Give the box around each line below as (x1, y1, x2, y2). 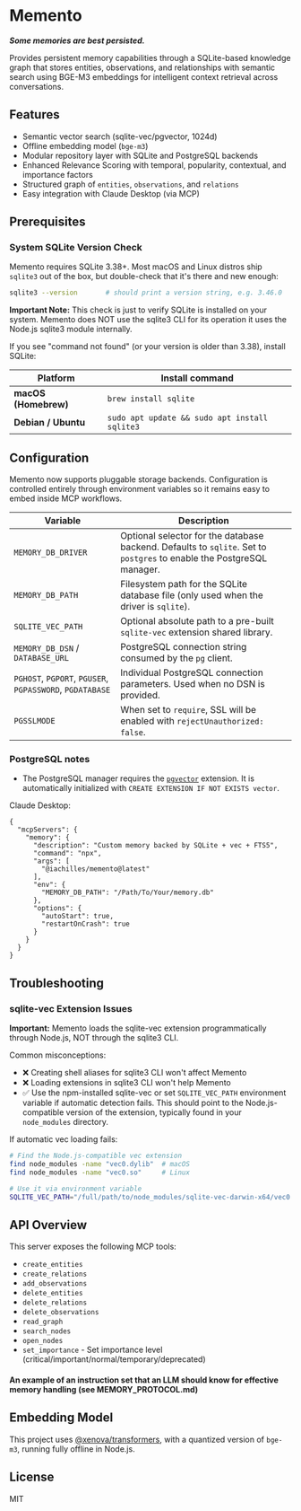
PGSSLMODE (13, 716, 56, 726)
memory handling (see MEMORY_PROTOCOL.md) (9, 1384, 199, 1394)
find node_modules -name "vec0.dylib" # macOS (9, 1159, 191, 1168)
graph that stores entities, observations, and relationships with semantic (9, 62, 276, 73)
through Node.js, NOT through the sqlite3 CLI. (9, 1032, 179, 1043)
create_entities (21, 1261, 83, 1269)
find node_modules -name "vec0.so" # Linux (9, 1168, 191, 1177)
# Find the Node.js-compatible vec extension (9, 1151, 182, 1161)
